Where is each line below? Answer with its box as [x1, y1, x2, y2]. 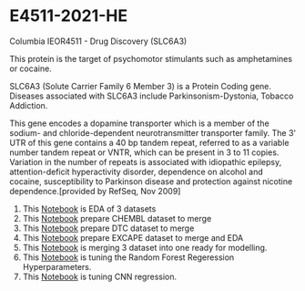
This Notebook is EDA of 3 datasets [22, 203, 157, 214]
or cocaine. [9, 63, 52, 74]
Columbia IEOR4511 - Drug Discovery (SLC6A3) [9, 36, 188, 47]
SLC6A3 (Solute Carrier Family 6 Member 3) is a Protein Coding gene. [9, 80, 271, 91]
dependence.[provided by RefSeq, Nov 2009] [9, 185, 181, 196]
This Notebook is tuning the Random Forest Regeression [22, 252, 235, 263]
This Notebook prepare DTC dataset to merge [22, 223, 195, 234]
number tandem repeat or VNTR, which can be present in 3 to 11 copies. [9, 147, 280, 158]
